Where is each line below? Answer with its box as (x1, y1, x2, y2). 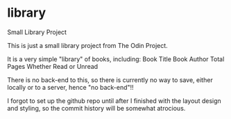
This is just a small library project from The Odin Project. (7, 41, 168, 49)
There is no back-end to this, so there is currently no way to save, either (7, 75, 213, 84)
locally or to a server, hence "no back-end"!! (7, 83, 134, 91)
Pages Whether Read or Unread (7, 62, 99, 70)
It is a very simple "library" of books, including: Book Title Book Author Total (7, 54, 225, 63)
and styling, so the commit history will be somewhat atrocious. (7, 104, 186, 112)
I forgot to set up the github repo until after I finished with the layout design (7, 96, 222, 105)
